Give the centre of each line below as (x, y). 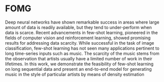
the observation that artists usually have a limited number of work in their (79, 58)
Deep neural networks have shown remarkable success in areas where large (82, 22)
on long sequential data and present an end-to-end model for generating (78, 69)
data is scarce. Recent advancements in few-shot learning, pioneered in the (82, 32)
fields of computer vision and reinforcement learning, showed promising (78, 38)
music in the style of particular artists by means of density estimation (75, 74)
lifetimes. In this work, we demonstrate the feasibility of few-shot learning (79, 64)
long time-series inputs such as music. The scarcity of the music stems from (82, 53)
